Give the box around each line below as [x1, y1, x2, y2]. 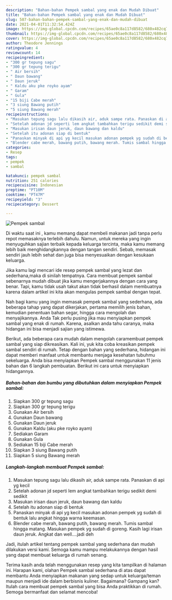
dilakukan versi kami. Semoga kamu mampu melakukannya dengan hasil [6, 546, 158, 553]
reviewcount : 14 [6, 50, 40, 55]
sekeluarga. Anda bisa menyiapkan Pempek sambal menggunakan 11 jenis [6, 357, 161, 363]
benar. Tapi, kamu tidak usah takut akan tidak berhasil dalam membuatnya [6, 283, 162, 289]
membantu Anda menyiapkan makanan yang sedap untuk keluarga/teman [6, 572, 161, 579]
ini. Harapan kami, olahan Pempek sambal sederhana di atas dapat [6, 567, 146, 573]
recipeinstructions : [6, 112, 50, 117]
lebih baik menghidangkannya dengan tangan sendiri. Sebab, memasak [6, 246, 156, 253]
